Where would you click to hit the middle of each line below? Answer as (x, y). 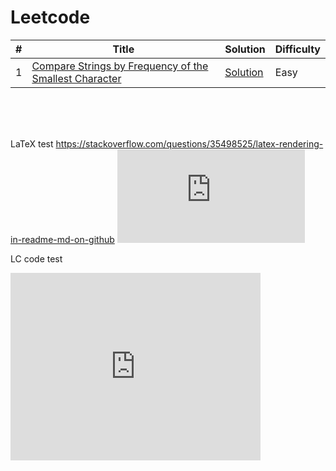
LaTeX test (32, 143)
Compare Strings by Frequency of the (120, 66)
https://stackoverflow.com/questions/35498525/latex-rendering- (189, 143)
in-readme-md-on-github (62, 239)
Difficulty (297, 49)
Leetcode (50, 17)
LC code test (36, 258)
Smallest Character (76, 78)
